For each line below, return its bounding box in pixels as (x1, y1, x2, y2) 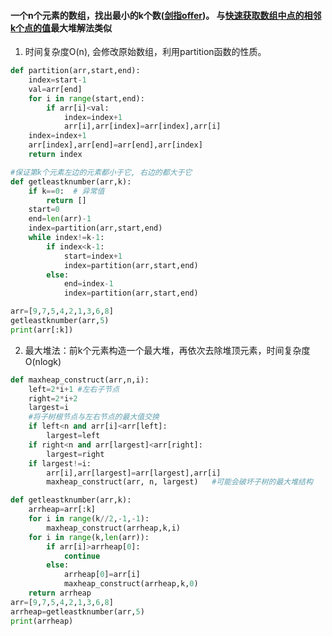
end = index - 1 (63, 279, 114, 289)
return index (28, 150, 83, 160)
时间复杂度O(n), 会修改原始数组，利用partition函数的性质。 (24, 46, 267, 58)
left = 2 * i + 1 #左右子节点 (28, 384, 120, 394)
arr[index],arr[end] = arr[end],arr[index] (28, 140, 203, 150)
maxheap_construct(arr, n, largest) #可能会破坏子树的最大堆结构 (46, 477, 313, 487)
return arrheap (28, 588, 92, 599)
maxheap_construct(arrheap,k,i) (46, 523, 182, 533)
